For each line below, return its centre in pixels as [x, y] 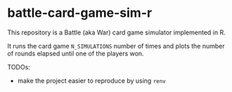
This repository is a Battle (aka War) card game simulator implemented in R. [117, 32]
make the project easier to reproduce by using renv [92, 80]
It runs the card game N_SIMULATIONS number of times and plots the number [116, 46]
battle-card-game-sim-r [80, 13]
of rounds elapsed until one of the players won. [76, 53]
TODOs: [19, 67]
